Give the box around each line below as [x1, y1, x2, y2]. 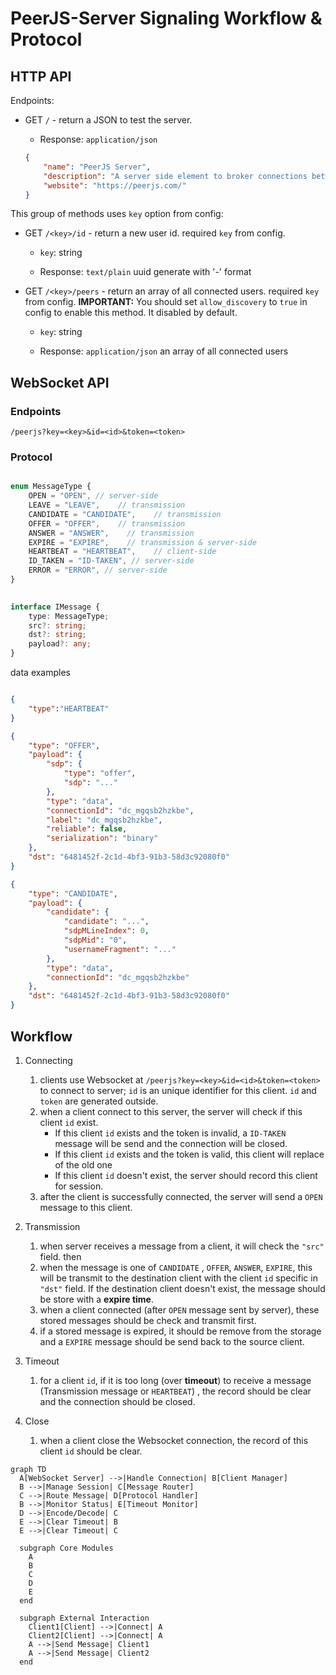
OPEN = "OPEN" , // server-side [28, 491, 159, 501]
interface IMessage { [10, 602, 101, 612]
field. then [39, 1250, 82, 1262]
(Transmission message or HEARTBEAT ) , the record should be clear [39, 1385, 312, 1397]
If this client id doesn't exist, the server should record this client [54, 1169, 318, 1181]
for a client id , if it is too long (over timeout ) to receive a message [39, 1374, 312, 1386]
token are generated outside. [39, 1095, 159, 1107]
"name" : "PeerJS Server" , [43, 162, 152, 172]
